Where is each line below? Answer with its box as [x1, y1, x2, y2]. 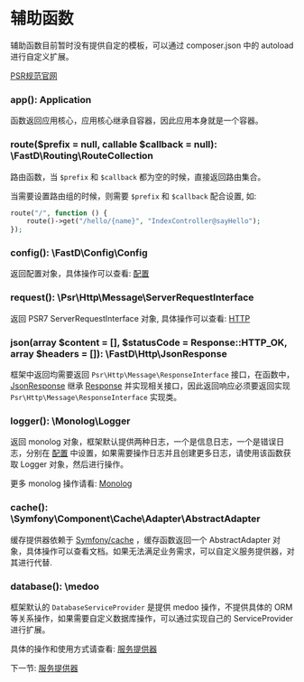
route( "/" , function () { [10, 209, 107, 218]
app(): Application [10, 93, 92, 106]
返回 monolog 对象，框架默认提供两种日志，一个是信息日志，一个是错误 [10, 436, 277, 447]
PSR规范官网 [10, 70, 58, 81]
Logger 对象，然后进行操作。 [20, 459, 129, 470]
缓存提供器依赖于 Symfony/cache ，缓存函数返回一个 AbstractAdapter [10, 534, 272, 545]
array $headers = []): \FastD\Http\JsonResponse [10, 347, 228, 360]
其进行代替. [10, 556, 53, 567]
